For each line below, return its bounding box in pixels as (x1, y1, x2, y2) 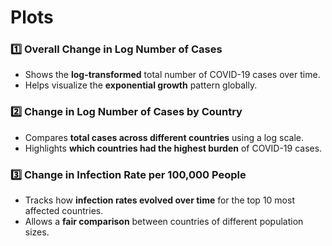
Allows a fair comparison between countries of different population (24, 216, 304, 228)
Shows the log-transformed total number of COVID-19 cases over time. (24, 69, 321, 81)
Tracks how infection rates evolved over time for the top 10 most (24, 194, 295, 206)
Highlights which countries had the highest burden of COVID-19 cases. (24, 142, 323, 154)
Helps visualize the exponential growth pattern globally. (24, 79, 258, 91)
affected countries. (24, 205, 104, 217)
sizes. (24, 226, 50, 238)
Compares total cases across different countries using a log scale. (24, 131, 305, 143)
